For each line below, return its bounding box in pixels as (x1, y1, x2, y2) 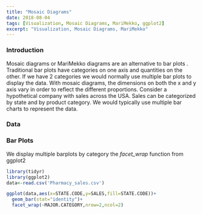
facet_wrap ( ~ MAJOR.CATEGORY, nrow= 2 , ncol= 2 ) (12, 202, 124, 209)
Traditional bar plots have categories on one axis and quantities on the (6, 66, 183, 74)
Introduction (6, 46, 44, 55)
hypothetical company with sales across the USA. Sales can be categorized (6, 92, 196, 99)
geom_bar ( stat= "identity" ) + (12, 196, 83, 202)
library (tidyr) (6, 168, 45, 174)
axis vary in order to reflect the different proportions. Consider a (6, 86, 167, 93)
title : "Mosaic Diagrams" (6, 9, 72, 15)
